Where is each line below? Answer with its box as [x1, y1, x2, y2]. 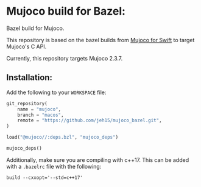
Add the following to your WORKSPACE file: [6, 89, 107, 96]
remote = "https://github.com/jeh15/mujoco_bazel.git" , [17, 117, 163, 123]
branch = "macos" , [17, 112, 64, 118]
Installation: [6, 72, 53, 83]
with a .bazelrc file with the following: [6, 163, 102, 170]
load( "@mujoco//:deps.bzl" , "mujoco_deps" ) [6, 134, 119, 141]
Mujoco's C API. [6, 43, 47, 50]
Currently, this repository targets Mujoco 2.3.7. [6, 54, 123, 62]
